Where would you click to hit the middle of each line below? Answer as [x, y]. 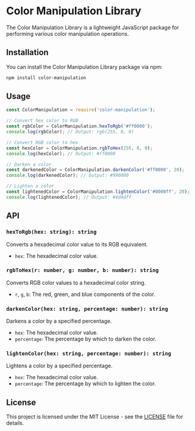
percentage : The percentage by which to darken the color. [85, 339]
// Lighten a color [30, 186]
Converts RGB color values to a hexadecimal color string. [76, 282]
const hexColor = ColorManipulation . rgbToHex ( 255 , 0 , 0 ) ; [79, 148]
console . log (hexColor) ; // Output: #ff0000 [61, 154]
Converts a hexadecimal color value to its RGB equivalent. [77, 244]
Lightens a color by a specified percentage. [59, 366]
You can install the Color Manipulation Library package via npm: [84, 67]
